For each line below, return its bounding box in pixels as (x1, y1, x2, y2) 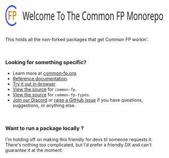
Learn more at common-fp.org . (12, 70, 77, 76)
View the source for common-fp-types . (12, 92, 91, 98)
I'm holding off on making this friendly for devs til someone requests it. (5, 136, 153, 142)
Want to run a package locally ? (5, 125, 84, 132)
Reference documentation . (12, 76, 68, 82)
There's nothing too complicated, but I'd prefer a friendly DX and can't (5, 141, 152, 148)
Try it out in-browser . (12, 81, 57, 87)
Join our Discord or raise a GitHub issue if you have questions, (12, 97, 143, 103)
